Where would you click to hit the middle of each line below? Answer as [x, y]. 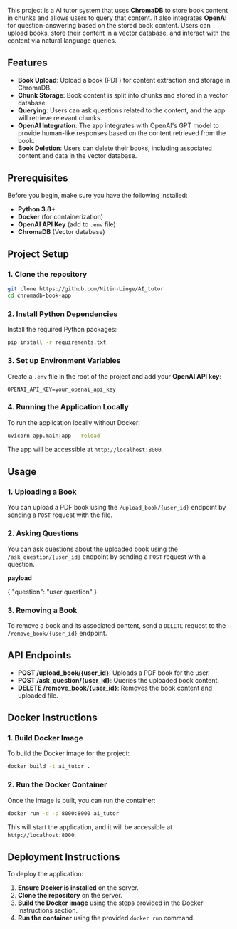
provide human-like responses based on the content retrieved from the [122, 133]
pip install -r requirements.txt [57, 342]
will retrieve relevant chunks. [60, 117]
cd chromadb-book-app [39, 296]
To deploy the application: [46, 874]
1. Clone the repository [47, 274]
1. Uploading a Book [42, 492]
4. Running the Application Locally [68, 407]
